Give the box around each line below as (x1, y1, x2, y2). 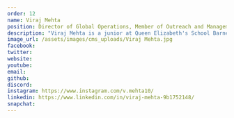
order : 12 (7, 10, 36, 17)
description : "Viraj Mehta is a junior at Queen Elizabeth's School (7, 29, 210, 37)
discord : (7, 81, 33, 88)
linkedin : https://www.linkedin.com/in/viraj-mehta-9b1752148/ (7, 94, 195, 101)
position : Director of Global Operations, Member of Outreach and (7, 23, 204, 30)
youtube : (7, 62, 33, 69)
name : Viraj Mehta (7, 17, 61, 24)
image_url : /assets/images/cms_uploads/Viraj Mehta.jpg (7, 36, 173, 43)
